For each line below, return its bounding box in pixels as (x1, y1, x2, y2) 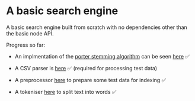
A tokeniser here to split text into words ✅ (14, 88, 117, 95)
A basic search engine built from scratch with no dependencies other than (6, 24, 188, 31)
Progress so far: (6, 41, 46, 48)
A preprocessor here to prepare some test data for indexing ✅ (14, 76, 167, 83)
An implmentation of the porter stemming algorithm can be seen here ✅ (14, 53, 190, 60)
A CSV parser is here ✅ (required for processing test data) (14, 64, 158, 71)
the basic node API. (6, 30, 54, 37)
